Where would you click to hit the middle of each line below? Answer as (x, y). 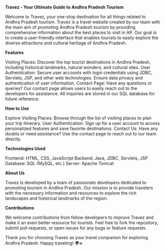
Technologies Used (25, 148)
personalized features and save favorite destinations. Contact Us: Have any (82, 128)
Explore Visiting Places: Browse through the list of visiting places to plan (78, 118)
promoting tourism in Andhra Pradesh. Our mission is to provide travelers (79, 188)
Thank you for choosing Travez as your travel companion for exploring (77, 237)
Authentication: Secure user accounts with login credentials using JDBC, (79, 73)
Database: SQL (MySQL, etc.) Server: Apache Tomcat (60, 163)
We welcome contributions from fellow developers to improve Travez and (79, 217)
